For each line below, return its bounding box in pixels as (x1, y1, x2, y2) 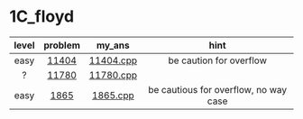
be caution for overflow (168, 54, 268, 67)
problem (43, 39, 81, 51)
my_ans (96, 39, 131, 51)
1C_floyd (9, 6, 75, 27)
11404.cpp (88, 54, 138, 67)
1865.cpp (91, 88, 135, 101)
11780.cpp (88, 69, 138, 81)
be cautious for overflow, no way (148, 83, 288, 96)
